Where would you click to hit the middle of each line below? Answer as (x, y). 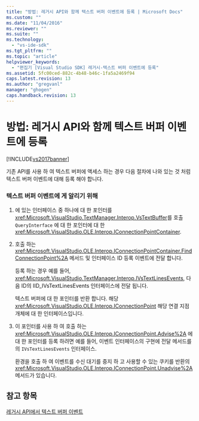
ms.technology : (25, 40)
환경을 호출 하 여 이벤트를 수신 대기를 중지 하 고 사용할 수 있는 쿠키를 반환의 (102, 361)
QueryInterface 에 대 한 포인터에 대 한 (60, 225)
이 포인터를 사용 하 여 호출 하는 (50, 326)
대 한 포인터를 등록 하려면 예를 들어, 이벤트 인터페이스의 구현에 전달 (93, 341)
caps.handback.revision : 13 (41, 95)
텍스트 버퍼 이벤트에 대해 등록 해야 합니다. (55, 179)
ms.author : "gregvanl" (34, 85)
